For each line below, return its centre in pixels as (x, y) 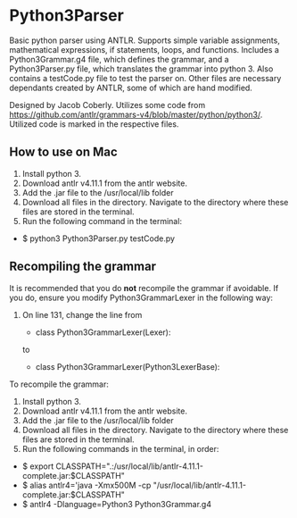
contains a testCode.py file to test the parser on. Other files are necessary (145, 78)
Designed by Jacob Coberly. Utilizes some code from (107, 104)
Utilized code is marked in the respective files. (94, 124)
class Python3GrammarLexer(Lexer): (103, 332)
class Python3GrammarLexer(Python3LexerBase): (128, 366)
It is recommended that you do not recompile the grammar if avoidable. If (144, 288)
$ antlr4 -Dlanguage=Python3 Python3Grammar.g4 (117, 504)
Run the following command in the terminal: (102, 221)
